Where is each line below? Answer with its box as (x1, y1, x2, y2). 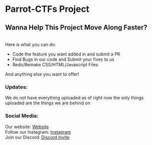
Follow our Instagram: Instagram (5, 129, 71, 135)
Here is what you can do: (5, 42, 56, 48)
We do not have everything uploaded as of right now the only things (5, 95, 144, 101)
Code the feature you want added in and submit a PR (12, 51, 120, 57)
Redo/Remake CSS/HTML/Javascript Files (12, 62, 98, 67)
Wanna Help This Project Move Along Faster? (5, 23, 148, 32)
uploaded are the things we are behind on (5, 100, 91, 106)
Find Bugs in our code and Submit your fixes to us (12, 56, 115, 62)
